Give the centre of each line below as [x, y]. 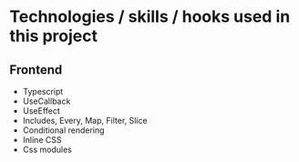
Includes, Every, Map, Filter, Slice [85, 121]
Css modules [47, 149]
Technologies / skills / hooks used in [150, 17]
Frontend [36, 70]
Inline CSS [42, 140]
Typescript [43, 91]
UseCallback [46, 101]
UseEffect [41, 111]
